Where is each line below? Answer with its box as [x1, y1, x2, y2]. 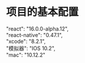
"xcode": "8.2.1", [6, 38, 46, 45]
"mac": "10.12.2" [6, 51, 45, 58]
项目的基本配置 [6, 5, 79, 19]
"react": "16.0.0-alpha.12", [6, 25, 69, 32]
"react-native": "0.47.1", [6, 31, 63, 38]
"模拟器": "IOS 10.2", [6, 45, 56, 52]
